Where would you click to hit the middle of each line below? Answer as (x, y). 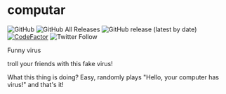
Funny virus (24, 50)
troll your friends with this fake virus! (60, 63)
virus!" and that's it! (36, 84)
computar (36, 10)
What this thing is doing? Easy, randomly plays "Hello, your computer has (113, 77)
